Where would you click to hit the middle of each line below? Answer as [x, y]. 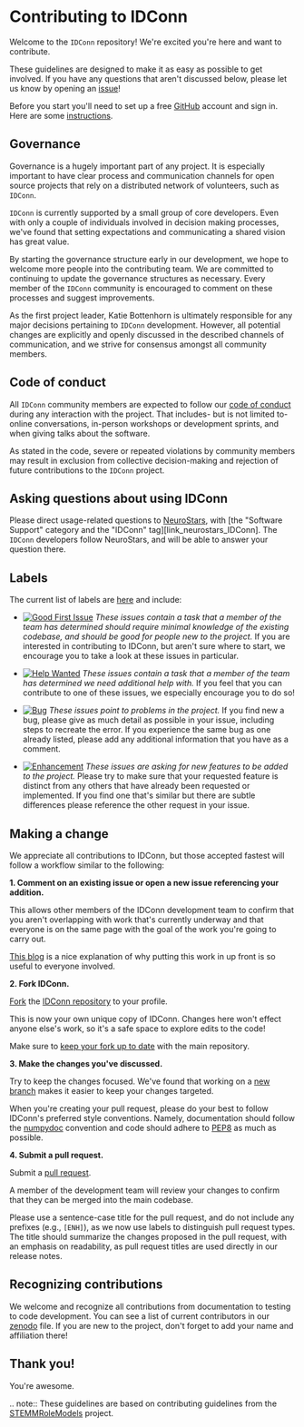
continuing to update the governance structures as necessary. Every [137, 278]
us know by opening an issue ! [65, 88]
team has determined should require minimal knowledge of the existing [156, 627]
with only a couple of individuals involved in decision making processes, [144, 222]
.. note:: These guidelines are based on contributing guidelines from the [143, 1403]
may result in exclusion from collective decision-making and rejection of [144, 460]
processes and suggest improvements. [82, 298]
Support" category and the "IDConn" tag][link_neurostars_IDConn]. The [143, 530]
